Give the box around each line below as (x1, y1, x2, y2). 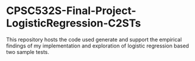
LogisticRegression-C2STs (6, 16, 141, 30)
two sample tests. (6, 48, 49, 55)
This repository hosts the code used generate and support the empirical (6, 36, 182, 43)
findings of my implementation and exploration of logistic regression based (6, 42, 190, 49)
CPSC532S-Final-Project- (6, 4, 136, 18)
